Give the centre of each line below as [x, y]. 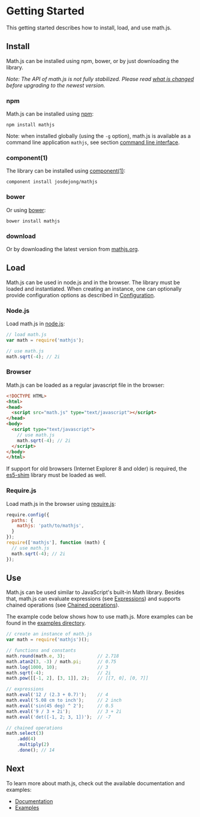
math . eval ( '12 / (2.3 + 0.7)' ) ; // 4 [57, 695]
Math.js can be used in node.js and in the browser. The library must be [93, 282]
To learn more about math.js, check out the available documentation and [96, 783]
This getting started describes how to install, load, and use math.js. [89, 28]
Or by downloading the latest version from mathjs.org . [73, 249]
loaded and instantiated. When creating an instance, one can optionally [94, 288]
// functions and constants [41, 651]
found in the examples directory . [46, 623]
